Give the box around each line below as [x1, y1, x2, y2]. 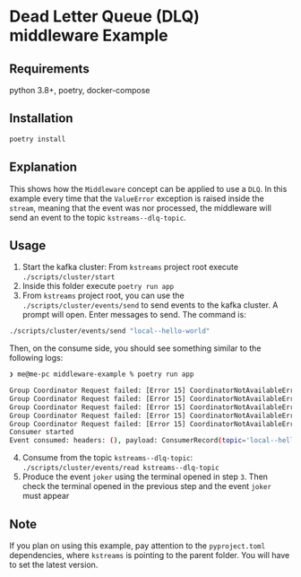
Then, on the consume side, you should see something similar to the [9, 343, 262, 354]
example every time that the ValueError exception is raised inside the [9, 193, 264, 204]
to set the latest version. [9, 559, 99, 570]
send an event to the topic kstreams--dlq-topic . [9, 212, 186, 223]
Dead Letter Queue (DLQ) [9, 6, 200, 27]
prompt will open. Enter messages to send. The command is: [21, 310, 246, 320]
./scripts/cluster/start [21, 273, 116, 282]
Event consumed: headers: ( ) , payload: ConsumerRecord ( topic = [9, 436, 246, 445]
